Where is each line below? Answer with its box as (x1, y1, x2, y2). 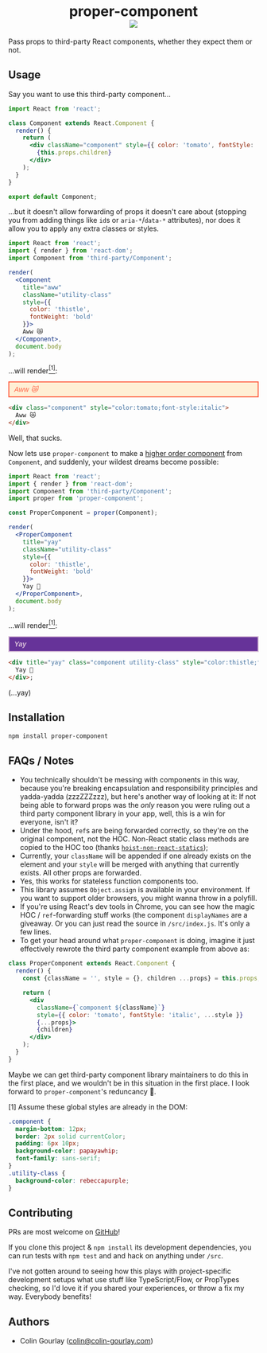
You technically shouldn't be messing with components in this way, (19, 775, 240, 785)
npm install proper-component (8, 731, 109, 740)
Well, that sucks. (8, 433, 63, 443)
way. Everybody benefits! (8, 1292, 91, 1301)
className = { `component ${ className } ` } (37, 1004, 165, 1012)
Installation (8, 711, 65, 724)
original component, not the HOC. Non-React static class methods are (19, 834, 250, 844)
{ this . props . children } (37, 149, 112, 157)
